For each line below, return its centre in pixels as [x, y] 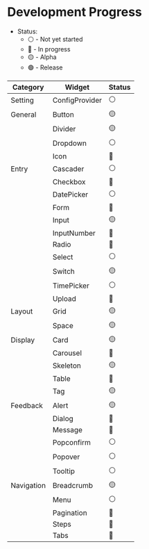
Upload [64, 298]
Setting [23, 100]
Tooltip [63, 471]
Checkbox [69, 181]
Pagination [70, 513]
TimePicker [71, 286]
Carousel [67, 353]
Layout [22, 311]
